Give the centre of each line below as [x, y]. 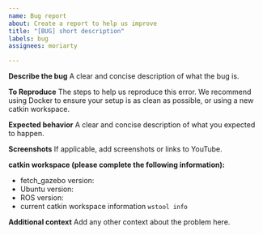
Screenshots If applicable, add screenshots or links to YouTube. [115, 149]
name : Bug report [38, 16]
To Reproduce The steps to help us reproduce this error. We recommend [130, 92]
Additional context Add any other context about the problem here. [119, 222]
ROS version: [42, 198]
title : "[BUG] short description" [67, 31]
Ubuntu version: [47, 189]
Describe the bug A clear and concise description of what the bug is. [124, 76]
